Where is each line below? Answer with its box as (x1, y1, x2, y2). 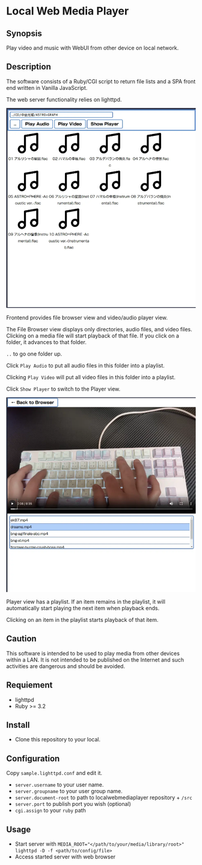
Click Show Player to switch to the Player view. (6, 385, 121, 392)
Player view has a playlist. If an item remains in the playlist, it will (6, 598, 165, 605)
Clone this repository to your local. (14, 736, 101, 743)
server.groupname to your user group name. (14, 788, 123, 795)
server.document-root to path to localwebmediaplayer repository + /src (14, 794, 192, 801)
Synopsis (6, 28, 42, 39)
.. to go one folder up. (6, 350, 63, 357)
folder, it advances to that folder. (6, 338, 87, 345)
